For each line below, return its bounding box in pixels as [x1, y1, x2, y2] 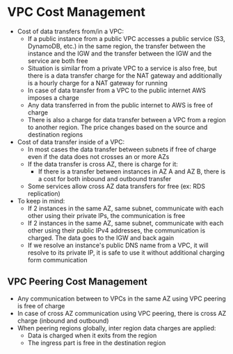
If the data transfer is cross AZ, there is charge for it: [27, 160, 179, 168]
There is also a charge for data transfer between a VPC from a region [27, 115, 226, 124]
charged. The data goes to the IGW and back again [27, 233, 175, 242]
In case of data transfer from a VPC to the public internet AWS [27, 86, 207, 94]
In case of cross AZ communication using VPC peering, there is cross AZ [17, 309, 227, 317]
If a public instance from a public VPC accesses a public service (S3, [27, 34, 225, 42]
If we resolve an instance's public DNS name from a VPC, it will [27, 241, 209, 249]
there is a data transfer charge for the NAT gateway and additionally [27, 71, 223, 80]
